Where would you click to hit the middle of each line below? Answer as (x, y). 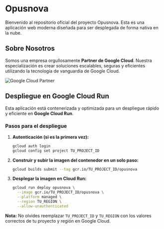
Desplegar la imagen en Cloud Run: (49, 178)
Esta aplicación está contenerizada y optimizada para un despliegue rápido (82, 108)
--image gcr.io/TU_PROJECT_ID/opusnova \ (61, 192)
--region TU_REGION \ (40, 202)
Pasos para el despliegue (36, 126)
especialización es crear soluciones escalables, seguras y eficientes (75, 65)
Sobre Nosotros (30, 48)
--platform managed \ (40, 197)
